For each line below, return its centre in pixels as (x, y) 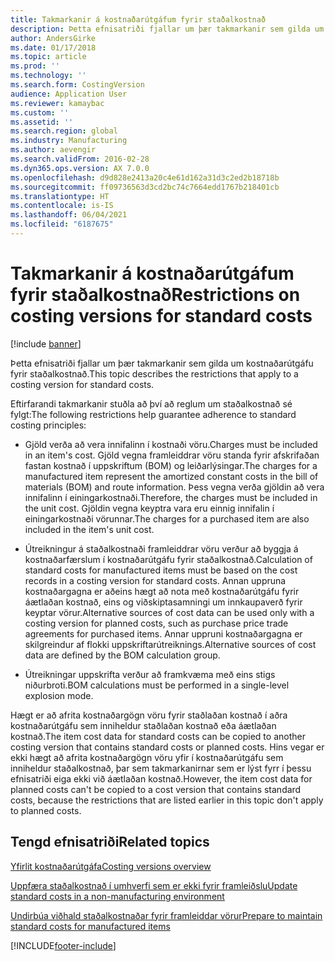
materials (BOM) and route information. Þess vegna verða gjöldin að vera (174, 487)
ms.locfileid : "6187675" (62, 224)
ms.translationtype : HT (60, 196)
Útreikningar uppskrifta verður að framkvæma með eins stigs (150, 674)
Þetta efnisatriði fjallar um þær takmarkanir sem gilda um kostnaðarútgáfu (162, 363)
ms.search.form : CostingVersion (77, 85)
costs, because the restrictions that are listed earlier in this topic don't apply (167, 800)
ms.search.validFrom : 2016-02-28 (80, 159)
